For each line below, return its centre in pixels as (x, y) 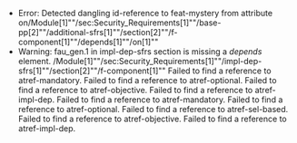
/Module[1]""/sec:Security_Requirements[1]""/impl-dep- (158, 61)
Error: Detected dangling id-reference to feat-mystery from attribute (145, 13)
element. (35, 61)
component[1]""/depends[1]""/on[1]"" (88, 42)
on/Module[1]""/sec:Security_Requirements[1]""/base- (119, 23)
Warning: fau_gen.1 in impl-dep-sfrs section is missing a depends (140, 52)
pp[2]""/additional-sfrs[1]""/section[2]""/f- (98, 32)
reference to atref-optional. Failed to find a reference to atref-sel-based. (153, 109)
